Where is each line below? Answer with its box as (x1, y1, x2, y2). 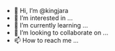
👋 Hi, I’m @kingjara (13, 7, 68, 14)
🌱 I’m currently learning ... (13, 21, 89, 29)
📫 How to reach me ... (13, 37, 79, 44)
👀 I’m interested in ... (13, 14, 73, 22)
